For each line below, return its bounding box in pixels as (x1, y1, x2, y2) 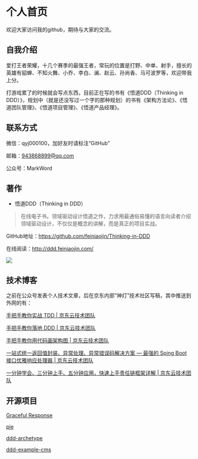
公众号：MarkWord (6, 165, 52, 172)
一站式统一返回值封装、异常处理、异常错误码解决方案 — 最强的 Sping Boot (6, 349, 187, 357)
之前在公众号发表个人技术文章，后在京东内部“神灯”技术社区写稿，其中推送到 (6, 292, 192, 299)
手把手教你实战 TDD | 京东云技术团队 (6, 312, 95, 319)
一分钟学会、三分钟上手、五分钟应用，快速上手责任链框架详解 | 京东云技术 (6, 369, 187, 376)
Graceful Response (6, 412, 53, 419)
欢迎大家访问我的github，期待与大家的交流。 (6, 26, 115, 33)
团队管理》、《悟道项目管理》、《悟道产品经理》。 (11, 104, 123, 111)
